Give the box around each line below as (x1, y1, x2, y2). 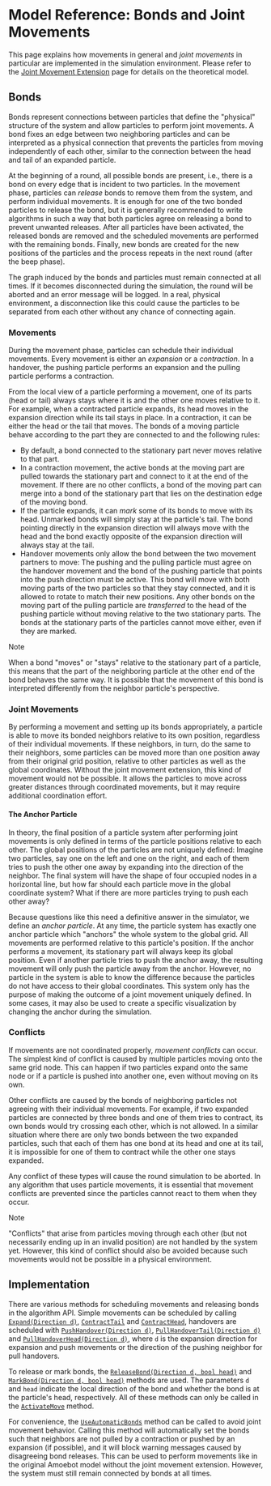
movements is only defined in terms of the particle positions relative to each (8, 836, 261, 845)
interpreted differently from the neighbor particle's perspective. (8, 683, 220, 693)
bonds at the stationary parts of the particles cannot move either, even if (19, 618, 262, 628)
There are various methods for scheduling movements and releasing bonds (8, 1299, 260, 1309)
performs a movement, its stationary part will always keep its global (8, 946, 233, 956)
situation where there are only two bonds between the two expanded (8, 1130, 239, 1139)
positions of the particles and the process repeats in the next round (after (8, 248, 253, 258)
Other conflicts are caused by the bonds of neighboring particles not (8, 1095, 237, 1105)
